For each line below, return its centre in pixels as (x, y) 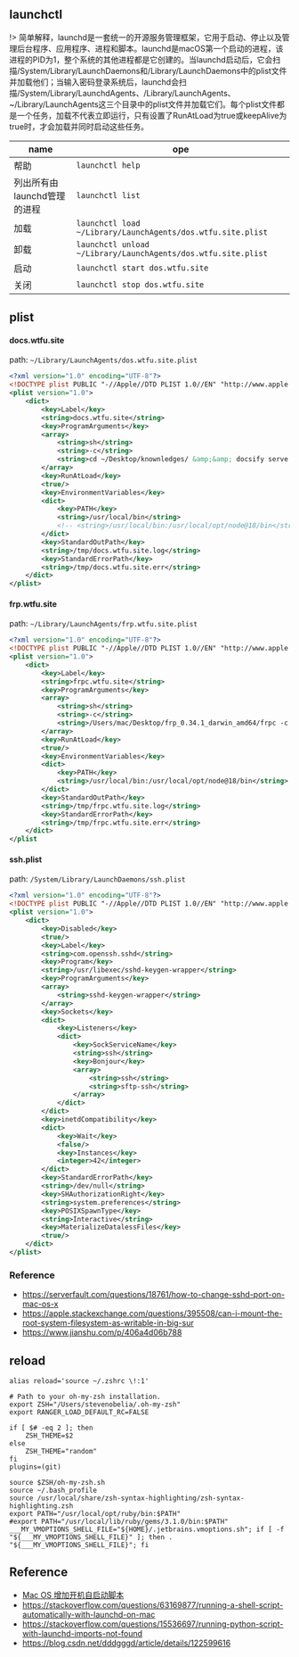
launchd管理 (40, 195)
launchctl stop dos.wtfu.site (140, 284)
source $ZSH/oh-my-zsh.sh (57, 1483)
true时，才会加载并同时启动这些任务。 (79, 126)
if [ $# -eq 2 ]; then (51, 1428)
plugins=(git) (36, 1467)
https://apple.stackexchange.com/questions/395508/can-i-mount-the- (152, 1313)
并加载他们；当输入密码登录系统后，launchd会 (94, 82)
